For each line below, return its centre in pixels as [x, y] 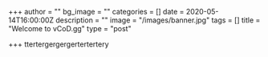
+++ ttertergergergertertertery [59, 44]
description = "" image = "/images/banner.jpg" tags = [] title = [158, 20]
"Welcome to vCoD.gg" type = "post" [70, 28]
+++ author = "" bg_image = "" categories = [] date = [96, 12]
